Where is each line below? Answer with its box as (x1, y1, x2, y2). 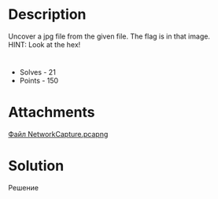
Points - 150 (19, 76, 59, 86)
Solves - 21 (19, 68, 57, 77)
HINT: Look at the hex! (8, 39, 81, 49)
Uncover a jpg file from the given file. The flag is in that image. (8, 31, 211, 41)
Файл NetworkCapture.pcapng (8, 130, 109, 139)
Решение (8, 183, 39, 192)
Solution (8, 157, 65, 175)
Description (8, 6, 87, 24)
